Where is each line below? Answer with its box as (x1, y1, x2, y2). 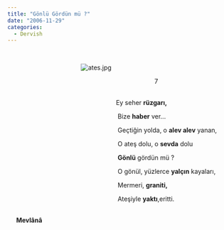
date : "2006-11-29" (7, 17, 65, 24)
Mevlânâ (16, 216, 43, 224)
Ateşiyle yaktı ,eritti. (117, 195, 175, 203)
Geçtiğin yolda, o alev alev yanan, (117, 126, 218, 135)
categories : (7, 23, 43, 31)
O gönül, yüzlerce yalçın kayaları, (117, 168, 216, 176)
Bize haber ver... (117, 112, 166, 121)
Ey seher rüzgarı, (116, 99, 167, 107)
